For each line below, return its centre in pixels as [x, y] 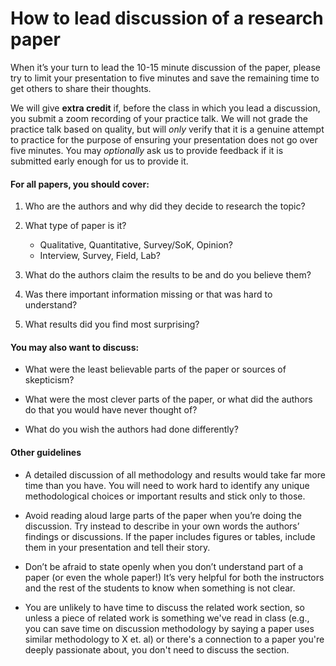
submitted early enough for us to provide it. [99, 161]
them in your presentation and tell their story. [117, 547]
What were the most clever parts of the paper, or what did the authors [168, 399]
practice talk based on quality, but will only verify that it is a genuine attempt [167, 129]
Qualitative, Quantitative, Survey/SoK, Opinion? [136, 245]
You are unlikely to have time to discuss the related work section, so [164, 607]
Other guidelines [46, 452]
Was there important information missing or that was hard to [148, 294]
